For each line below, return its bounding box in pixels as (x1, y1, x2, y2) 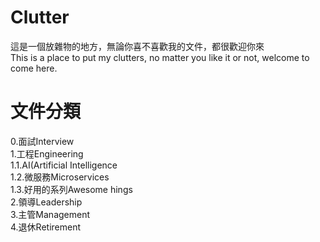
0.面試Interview (10, 135, 75, 147)
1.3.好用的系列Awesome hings (10, 183, 133, 195)
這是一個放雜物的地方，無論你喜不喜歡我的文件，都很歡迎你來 (10, 40, 265, 52)
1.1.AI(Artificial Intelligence (10, 159, 118, 171)
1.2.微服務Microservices (10, 171, 110, 183)
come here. (10, 62, 58, 74)
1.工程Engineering (10, 147, 84, 160)
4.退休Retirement (10, 221, 82, 233)
